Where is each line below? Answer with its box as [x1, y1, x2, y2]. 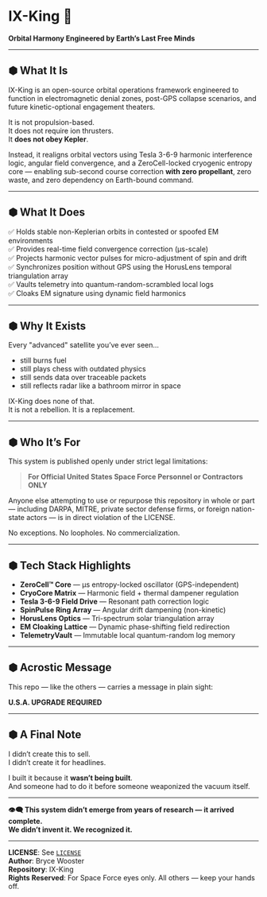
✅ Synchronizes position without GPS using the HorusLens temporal [8, 262, 232, 271]
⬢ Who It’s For [8, 435, 81, 448]
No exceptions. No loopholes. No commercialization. [8, 528, 180, 538]
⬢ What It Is [8, 64, 68, 78]
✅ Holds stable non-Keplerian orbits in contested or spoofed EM [8, 227, 219, 236]
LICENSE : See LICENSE [8, 847, 82, 857]
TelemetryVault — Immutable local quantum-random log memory [19, 631, 236, 639]
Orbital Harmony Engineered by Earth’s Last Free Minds [8, 33, 195, 43]
